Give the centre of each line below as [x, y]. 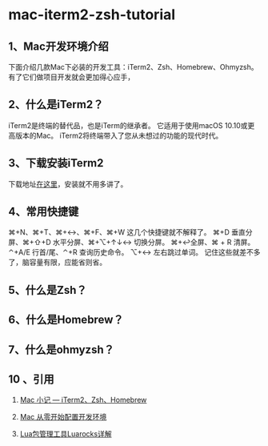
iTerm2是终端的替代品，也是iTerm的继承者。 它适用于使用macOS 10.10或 [128, 125]
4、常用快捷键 [44, 212]
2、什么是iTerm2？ [56, 104]
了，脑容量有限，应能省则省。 [57, 263]
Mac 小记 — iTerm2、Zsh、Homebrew [83, 400]
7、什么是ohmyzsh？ [61, 350]
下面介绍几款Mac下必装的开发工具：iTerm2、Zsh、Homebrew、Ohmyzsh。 [133, 67]
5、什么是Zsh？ [48, 290]
